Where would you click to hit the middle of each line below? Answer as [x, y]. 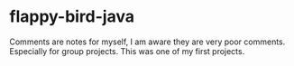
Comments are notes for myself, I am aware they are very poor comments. [147, 42]
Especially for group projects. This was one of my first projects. [127, 51]
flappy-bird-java [72, 17]
